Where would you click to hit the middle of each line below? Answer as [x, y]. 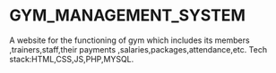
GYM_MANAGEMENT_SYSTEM [128, 16]
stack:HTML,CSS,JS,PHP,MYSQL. [72, 59]
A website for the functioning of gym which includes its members [129, 40]
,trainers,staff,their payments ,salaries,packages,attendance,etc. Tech [138, 49]
